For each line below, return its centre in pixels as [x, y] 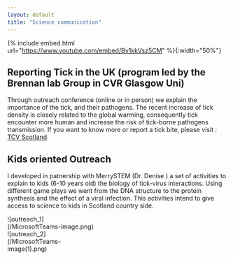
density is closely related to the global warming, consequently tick [103, 115]
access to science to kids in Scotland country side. [80, 205]
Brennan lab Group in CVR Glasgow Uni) [96, 83]
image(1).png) [27, 249]
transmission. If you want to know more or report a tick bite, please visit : [112, 130]
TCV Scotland [27, 137]
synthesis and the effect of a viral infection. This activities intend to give [111, 198]
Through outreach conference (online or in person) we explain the [102, 100]
